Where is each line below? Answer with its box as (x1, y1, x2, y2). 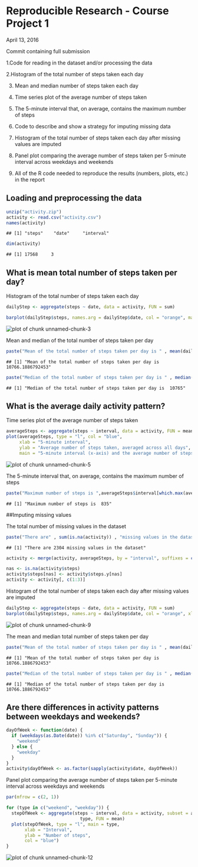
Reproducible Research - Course (6, 4, 169, 18)
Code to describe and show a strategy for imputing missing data (14, 122, 171, 130)
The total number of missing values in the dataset (6, 522, 127, 530)
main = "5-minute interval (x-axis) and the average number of (19, 450, 178, 456)
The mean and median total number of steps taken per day (6, 633, 149, 640)
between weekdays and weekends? (6, 711, 140, 722)
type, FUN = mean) (80, 816, 126, 821)
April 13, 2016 (6, 36, 39, 43)
